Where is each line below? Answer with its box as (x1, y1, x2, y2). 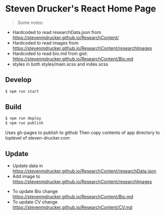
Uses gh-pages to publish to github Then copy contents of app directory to (5, 129, 160, 135)
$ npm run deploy (5, 116, 41, 121)
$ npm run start (5, 88, 39, 94)
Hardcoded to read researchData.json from (12, 29, 101, 35)
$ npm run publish (5, 120, 43, 125)
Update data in (12, 163, 43, 168)
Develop (5, 75, 31, 84)
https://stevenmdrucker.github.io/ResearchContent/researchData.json (12, 168, 156, 174)
